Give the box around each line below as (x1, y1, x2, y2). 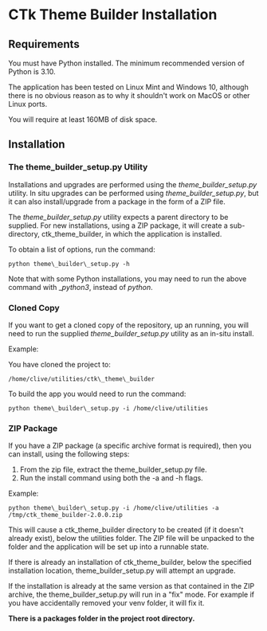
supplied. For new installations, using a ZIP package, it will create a (8, 221, 229, 230)
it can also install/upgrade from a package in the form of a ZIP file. (8, 197, 226, 206)
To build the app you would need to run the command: (8, 389, 187, 398)
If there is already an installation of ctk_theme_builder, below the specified (8, 558, 253, 567)
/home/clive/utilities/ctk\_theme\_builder (8, 374, 155, 383)
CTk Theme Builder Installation (8, 6, 218, 24)
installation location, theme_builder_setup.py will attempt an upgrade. (8, 566, 236, 575)
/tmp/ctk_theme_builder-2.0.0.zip (8, 511, 124, 519)
